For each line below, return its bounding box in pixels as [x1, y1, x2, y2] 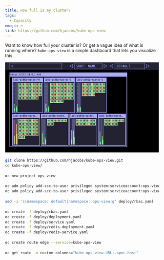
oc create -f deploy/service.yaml [5, 220, 76, 224]
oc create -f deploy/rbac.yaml [5, 209, 69, 214]
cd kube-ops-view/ [5, 163, 42, 168]
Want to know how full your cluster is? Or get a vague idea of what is [5, 42, 143, 48]
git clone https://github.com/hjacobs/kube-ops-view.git [5, 158, 123, 163]
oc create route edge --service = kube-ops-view [5, 240, 102, 245]
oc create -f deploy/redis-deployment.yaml [5, 224, 95, 230]
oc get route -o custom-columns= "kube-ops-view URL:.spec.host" [5, 250, 139, 255]
